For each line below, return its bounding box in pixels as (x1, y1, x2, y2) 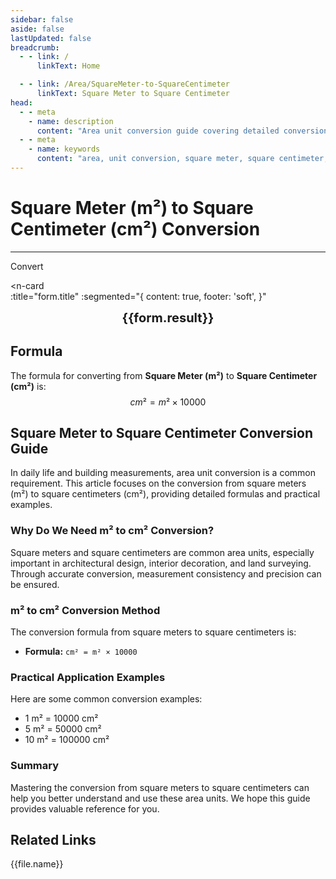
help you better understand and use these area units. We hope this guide (10, 792, 311, 804)
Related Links (10, 832, 97, 849)
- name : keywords (28, 144, 101, 155)
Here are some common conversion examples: (10, 693, 203, 705)
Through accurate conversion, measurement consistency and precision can (10, 567, 322, 580)
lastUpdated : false (10, 33, 92, 43)
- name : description (28, 116, 114, 126)
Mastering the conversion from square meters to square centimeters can (10, 781, 310, 793)
